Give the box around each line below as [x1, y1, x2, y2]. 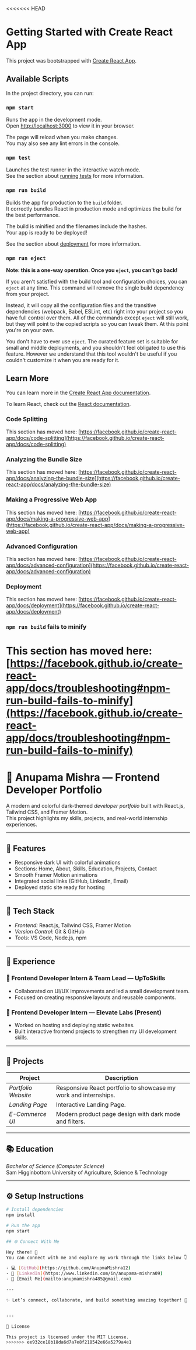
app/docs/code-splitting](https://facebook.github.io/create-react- [6, 435, 164, 442]
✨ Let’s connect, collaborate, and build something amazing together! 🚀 [6, 1297, 188, 1303]
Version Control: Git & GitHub [14, 928, 85, 935]
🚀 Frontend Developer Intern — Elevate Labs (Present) [6, 1008, 162, 1017]
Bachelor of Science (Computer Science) [6, 1162, 105, 1169]
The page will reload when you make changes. [6, 134, 118, 141]
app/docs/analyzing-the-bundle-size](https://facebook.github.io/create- [6, 475, 181, 482]
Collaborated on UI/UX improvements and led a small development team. [14, 987, 190, 994]
